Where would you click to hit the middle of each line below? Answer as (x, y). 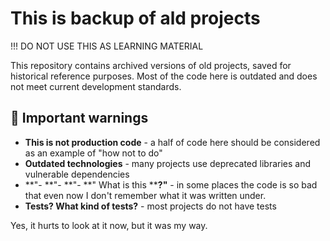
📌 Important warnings (79, 118)
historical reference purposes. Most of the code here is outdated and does (164, 76)
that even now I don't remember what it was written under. (145, 195)
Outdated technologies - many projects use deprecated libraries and (168, 163)
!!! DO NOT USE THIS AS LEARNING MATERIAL (107, 46)
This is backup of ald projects (135, 18)
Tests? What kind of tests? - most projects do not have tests (150, 206)
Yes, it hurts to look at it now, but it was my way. (109, 225)
